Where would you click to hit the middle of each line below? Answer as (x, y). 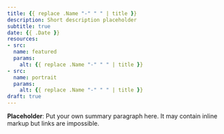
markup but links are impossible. (53, 123)
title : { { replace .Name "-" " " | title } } (72, 13)
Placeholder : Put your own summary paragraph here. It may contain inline (112, 116)
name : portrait (35, 77)
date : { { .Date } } (33, 33)
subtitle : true (29, 26)
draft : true (24, 97)
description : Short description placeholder (72, 20)
